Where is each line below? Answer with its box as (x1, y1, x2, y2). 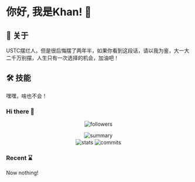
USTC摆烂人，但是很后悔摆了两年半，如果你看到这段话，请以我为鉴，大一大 (6, 47, 190, 54)
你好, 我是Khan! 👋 (6, 5, 92, 19)
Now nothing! (6, 169, 39, 176)
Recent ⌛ (6, 153, 33, 162)
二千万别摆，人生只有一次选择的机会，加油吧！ (6, 54, 119, 61)
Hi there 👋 (6, 107, 35, 115)
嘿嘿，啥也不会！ (6, 92, 47, 99)
